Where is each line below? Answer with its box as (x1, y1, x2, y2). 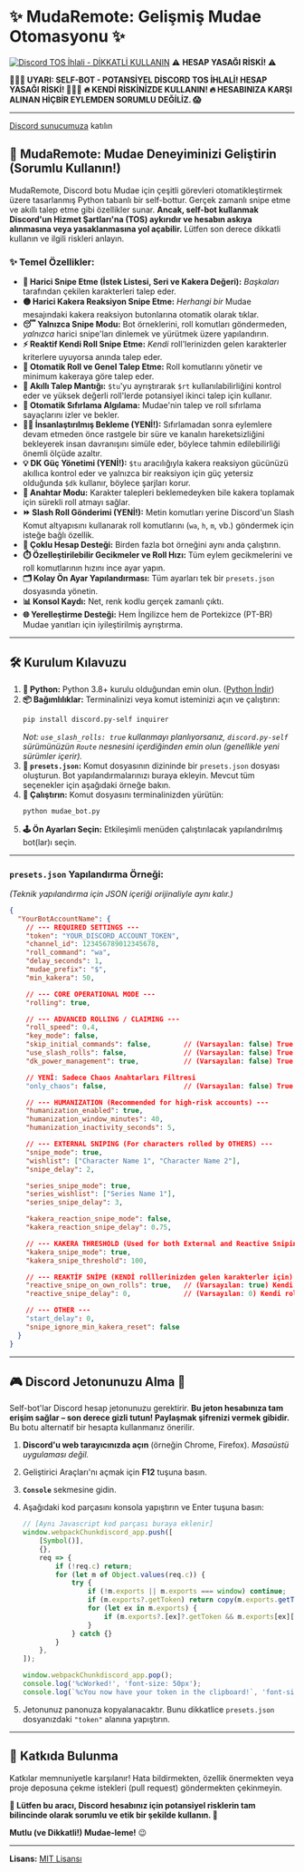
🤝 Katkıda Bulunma (9, 1749, 119, 1764)
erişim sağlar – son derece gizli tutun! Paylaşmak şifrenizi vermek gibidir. (9, 1412, 290, 1423)
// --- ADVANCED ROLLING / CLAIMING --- (25, 1014, 180, 1024)
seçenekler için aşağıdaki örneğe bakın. (22, 779, 171, 790)
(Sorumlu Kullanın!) (9, 161, 121, 176)
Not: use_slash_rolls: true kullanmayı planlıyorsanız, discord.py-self (22, 731, 289, 742)
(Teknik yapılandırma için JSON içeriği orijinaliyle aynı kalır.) (9, 888, 233, 899)
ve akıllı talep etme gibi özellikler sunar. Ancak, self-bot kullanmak (9, 204, 260, 215)
